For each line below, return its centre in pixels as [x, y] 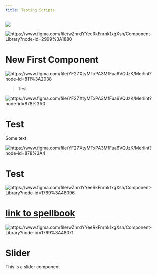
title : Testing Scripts [30, 10]
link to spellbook [40, 213]
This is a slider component [33, 267]
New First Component [52, 59]
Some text [16, 138]
